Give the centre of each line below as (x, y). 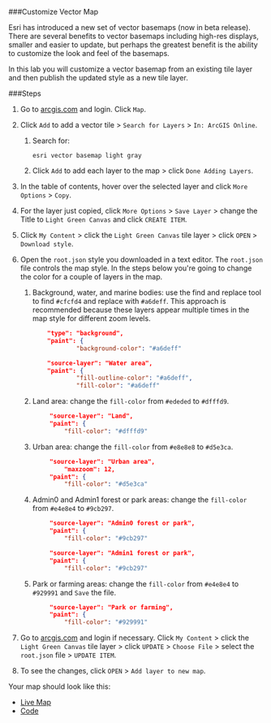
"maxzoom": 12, (89, 469)
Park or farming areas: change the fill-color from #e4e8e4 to (135, 583)
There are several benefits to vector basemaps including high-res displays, (134, 36)
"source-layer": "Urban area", (103, 461)
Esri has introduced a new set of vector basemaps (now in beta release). (130, 27)
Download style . (47, 244)
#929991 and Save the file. (74, 592)
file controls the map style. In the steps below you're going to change (136, 268)
